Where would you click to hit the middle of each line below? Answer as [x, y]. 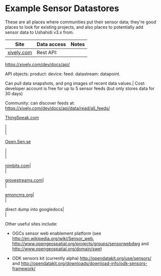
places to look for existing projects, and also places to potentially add [74, 27]
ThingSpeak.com [22, 118]
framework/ [24, 268]
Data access [51, 44]
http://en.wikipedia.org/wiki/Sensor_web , [53, 238]
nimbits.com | [18, 165]
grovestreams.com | [24, 180]
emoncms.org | [20, 194]
